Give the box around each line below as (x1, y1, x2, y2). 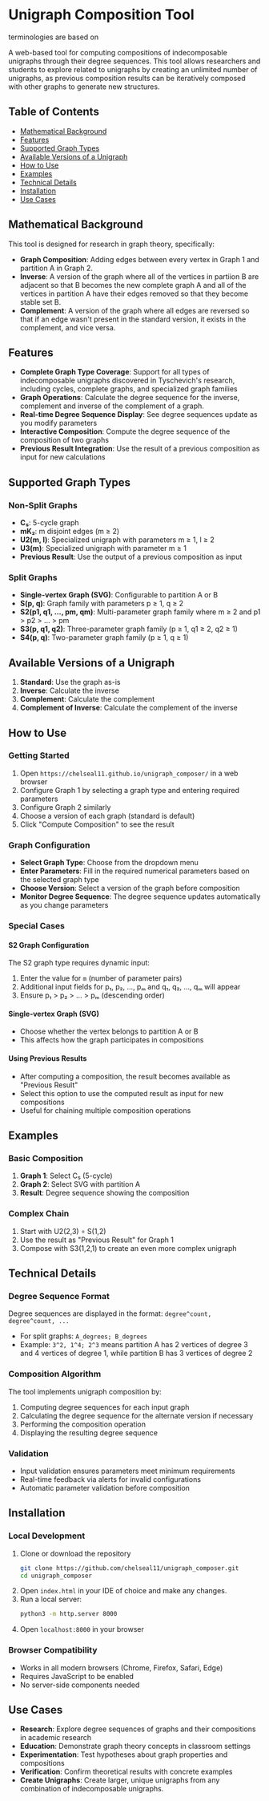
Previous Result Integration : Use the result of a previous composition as (19, 443, 260, 454)
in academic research (19, 1733, 92, 1742)
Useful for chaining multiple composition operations (19, 1105, 191, 1115)
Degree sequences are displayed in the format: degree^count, (8, 1309, 212, 1318)
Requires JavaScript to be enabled (19, 1671, 134, 1681)
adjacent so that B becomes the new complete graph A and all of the (19, 280, 247, 289)
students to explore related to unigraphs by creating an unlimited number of (8, 64, 258, 74)
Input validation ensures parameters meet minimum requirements (19, 1466, 235, 1475)
